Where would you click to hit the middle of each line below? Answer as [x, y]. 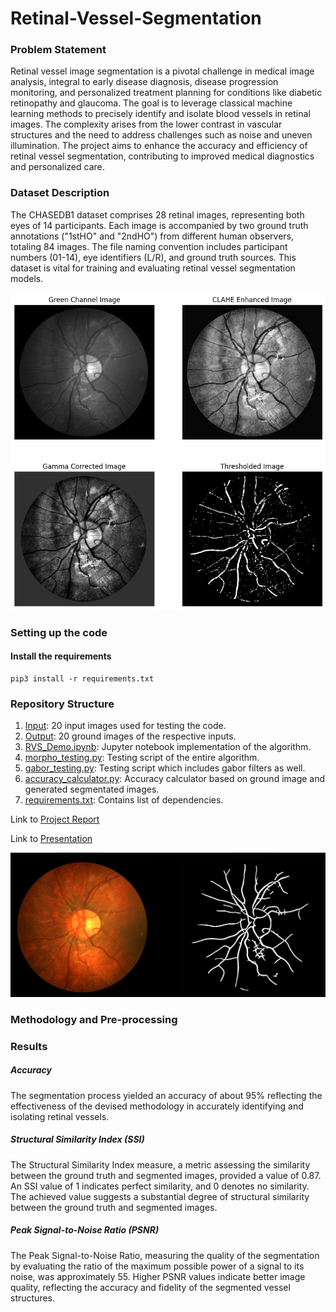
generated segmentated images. [92, 789]
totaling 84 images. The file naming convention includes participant [149, 246]
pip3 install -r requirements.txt [82, 678]
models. [27, 278]
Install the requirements [61, 656]
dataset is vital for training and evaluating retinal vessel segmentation [153, 268]
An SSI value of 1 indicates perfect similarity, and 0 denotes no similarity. [160, 1186]
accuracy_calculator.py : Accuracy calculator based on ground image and [175, 778]
